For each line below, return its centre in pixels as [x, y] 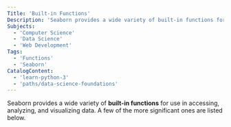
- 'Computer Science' [44, 33]
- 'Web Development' [43, 45]
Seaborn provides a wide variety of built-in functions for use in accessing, [113, 103]
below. [16, 118]
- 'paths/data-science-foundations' [66, 84]
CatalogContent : [30, 71]
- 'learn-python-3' [41, 77]
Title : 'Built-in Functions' [49, 13]
